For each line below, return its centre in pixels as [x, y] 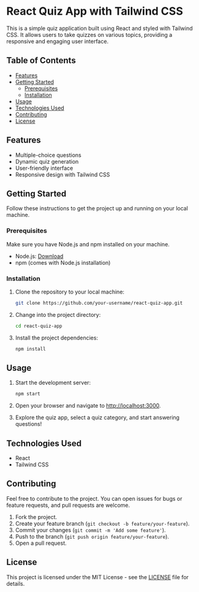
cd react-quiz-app [39, 326]
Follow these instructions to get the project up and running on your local [97, 208]
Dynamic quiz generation [47, 161]
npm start [28, 394]
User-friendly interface [44, 168]
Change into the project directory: [58, 314]
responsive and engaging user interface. [58, 41]
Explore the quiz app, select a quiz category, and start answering [97, 417]
